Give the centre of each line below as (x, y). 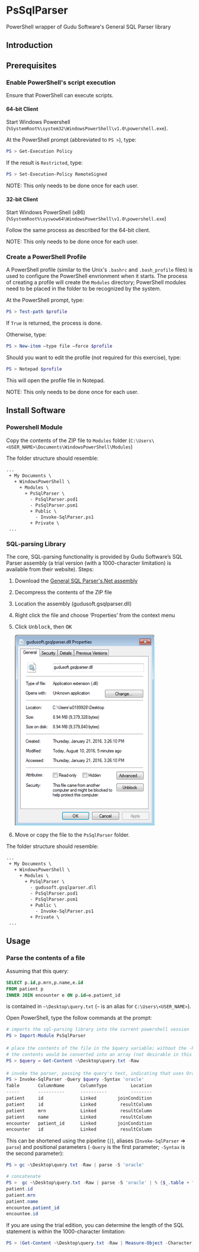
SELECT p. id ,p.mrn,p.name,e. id (45, 982)
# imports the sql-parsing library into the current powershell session (98, 1030)
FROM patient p (25, 989)
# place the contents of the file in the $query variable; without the (96, 1048)
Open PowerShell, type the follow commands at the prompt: (79, 1018)
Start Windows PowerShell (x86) (46, 212)
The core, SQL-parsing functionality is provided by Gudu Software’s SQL (94, 557)
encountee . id (22, 1214)
